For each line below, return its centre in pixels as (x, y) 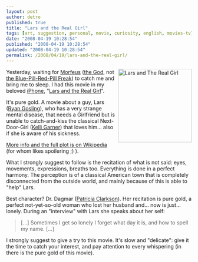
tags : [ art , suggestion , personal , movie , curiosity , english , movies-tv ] (100, 33)
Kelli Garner (46, 127)
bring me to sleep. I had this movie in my (55, 84)
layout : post (22, 11)
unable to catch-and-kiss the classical (52, 120)
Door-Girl (17, 127)
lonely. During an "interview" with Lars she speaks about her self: (85, 211)
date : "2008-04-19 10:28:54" (42, 39)
